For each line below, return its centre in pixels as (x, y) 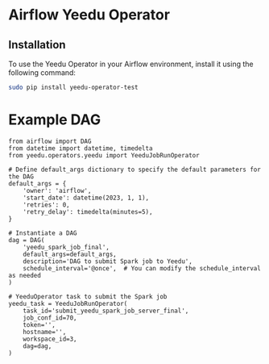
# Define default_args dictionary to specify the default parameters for (135, 169)
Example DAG (55, 120)
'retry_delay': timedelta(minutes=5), (88, 211)
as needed (25, 275)
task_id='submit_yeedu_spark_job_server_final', (106, 311)
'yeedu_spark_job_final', (66, 247)
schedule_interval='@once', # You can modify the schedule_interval (142, 268)
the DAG (21, 176)
